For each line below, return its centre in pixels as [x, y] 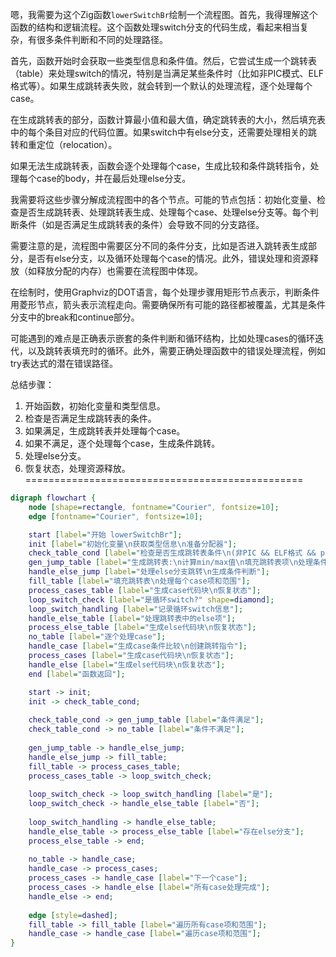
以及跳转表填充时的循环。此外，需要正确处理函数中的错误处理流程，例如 [176, 351]
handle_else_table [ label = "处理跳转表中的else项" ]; [132, 618]
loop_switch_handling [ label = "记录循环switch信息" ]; [136, 609]
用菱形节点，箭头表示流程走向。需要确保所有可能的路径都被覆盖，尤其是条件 [168, 304]
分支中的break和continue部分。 [75, 317]
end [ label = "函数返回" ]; [77, 674]
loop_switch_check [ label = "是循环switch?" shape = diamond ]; [151, 599]
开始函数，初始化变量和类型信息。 [95, 406]
